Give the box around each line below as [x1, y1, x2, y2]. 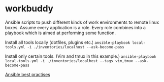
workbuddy [5, 3, 54, 14]
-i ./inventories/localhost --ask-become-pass [27, 44, 125, 49]
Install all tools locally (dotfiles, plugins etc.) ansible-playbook [5, 39, 131, 45]
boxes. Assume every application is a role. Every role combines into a [5, 24, 146, 30]
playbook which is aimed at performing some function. [5, 30, 116, 36]
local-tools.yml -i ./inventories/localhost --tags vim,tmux [5, 58, 133, 63]
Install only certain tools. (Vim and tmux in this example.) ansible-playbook [5, 53, 157, 59]
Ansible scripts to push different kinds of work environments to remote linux [5, 19, 159, 25]
